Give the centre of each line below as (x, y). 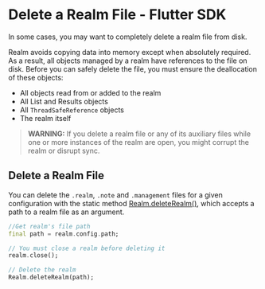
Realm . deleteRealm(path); (51, 277)
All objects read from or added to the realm (90, 92)
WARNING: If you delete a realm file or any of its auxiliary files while (139, 134)
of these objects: (36, 77)
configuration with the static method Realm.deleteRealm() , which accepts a (131, 203)
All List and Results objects (64, 101)
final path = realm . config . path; (64, 234)
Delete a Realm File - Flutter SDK (117, 15)
